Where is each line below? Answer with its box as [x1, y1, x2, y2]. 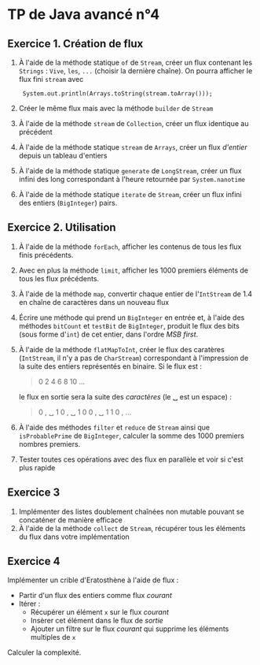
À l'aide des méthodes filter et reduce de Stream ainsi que [18, 422, 211, 432]
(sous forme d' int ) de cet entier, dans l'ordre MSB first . [18, 329, 199, 339]
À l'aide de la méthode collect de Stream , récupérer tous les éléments [18, 523, 246, 533]
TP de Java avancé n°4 [7, 6, 160, 24]
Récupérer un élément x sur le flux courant [30, 607, 170, 617]
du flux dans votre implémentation [18, 532, 130, 541]
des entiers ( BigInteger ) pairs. [18, 199, 118, 207]
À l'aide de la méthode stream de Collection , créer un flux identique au [18, 119, 249, 128]
